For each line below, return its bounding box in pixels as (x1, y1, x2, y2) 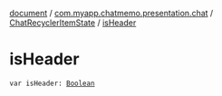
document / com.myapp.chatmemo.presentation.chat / (9, 8, 214, 18)
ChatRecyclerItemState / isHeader (9, 17, 137, 28)
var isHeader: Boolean (9, 79, 95, 88)
